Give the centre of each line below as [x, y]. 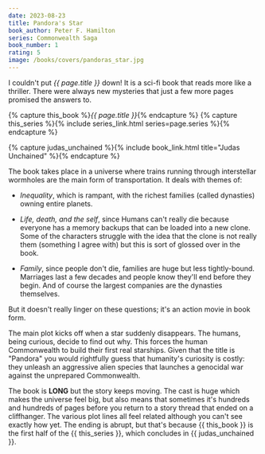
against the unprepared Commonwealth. [74, 375]
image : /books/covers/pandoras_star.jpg [76, 61]
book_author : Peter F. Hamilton [62, 30]
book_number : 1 [33, 45]
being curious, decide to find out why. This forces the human [108, 341]
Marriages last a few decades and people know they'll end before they [135, 276]
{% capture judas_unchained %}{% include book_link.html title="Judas [124, 147]
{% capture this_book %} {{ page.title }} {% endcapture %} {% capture [123, 115]
